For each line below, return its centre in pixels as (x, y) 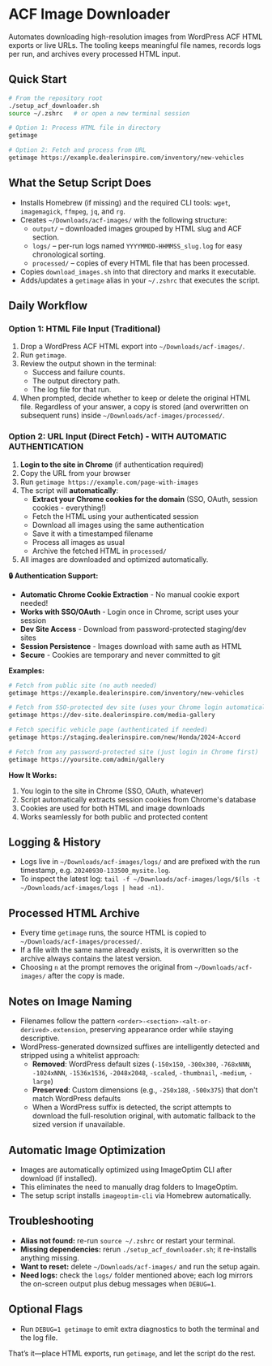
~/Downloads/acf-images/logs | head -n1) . (92, 888)
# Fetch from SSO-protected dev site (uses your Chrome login (115, 707)
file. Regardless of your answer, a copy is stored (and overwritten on (134, 407)
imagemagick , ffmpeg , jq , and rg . (72, 211)
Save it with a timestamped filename (93, 534)
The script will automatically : (69, 490)
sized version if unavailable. (79, 1125)
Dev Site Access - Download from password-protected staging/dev (133, 629)
